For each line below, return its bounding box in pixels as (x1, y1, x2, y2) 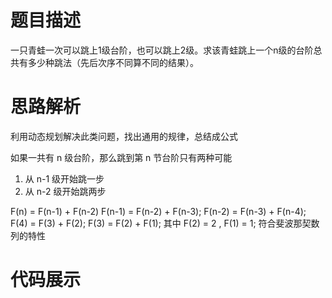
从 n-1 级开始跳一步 (24, 172, 105, 185)
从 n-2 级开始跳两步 (24, 185, 107, 197)
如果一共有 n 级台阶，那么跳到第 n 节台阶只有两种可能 (10, 151, 233, 163)
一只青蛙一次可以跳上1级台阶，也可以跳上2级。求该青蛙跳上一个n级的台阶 (10, 44, 314, 56)
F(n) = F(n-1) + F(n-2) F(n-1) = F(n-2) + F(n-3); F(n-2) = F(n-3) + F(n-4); (10, 205, 307, 217)
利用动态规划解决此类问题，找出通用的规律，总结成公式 (10, 130, 238, 142)
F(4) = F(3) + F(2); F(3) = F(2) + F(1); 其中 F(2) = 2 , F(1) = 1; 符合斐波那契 (10, 217, 312, 229)
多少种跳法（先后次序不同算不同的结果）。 (27, 56, 199, 68)
